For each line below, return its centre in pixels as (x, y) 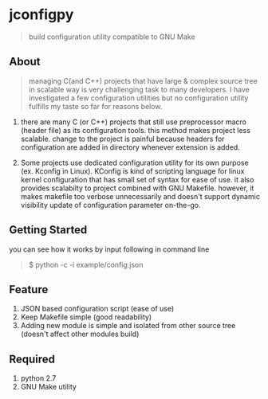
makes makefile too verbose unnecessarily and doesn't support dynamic (140, 196)
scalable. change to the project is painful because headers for (122, 139)
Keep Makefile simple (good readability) (86, 317)
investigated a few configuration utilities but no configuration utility (138, 98)
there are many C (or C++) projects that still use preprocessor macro (133, 122)
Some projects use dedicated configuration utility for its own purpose (135, 162)
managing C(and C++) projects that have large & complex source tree (143, 80)
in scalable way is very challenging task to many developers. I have (139, 89)
